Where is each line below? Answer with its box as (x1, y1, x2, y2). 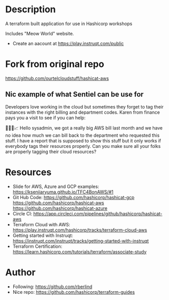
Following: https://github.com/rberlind (12, 283, 93, 290)
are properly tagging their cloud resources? (5, 148, 97, 155)
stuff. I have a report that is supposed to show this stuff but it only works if (5, 137, 161, 144)
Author (5, 266, 36, 278)
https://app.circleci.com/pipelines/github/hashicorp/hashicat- (33, 210, 163, 217)
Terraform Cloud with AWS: (12, 221, 70, 227)
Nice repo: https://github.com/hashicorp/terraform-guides (12, 289, 135, 295)
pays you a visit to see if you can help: (5, 114, 86, 121)
